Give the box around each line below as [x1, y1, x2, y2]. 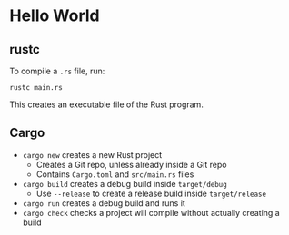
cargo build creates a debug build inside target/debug [22, 178, 227, 189]
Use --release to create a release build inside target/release [35, 188, 266, 199]
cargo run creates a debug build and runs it [22, 197, 186, 209]
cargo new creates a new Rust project [22, 149, 163, 160]
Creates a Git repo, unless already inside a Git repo [35, 159, 227, 170]
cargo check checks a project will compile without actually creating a [22, 207, 280, 218]
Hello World [9, 5, 100, 26]
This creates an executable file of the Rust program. [9, 99, 204, 110]
